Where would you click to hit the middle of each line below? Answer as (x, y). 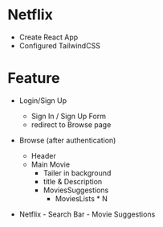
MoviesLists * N (81, 198)
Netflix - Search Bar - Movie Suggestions (87, 214)
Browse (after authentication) (67, 140)
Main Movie (50, 164)
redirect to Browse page (71, 124)
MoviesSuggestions (76, 190)
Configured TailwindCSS (60, 45)
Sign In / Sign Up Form (68, 116)
